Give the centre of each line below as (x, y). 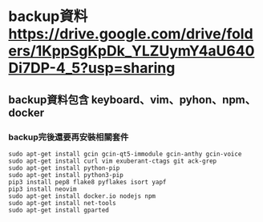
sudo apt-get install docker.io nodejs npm (82, 196)
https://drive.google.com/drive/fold (131, 34)
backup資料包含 (49, 100)
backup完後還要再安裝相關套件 (69, 137)
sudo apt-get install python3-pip (66, 175)
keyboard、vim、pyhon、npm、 (174, 100)
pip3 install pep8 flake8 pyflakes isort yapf (87, 182)
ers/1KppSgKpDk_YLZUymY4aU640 (131, 51)
